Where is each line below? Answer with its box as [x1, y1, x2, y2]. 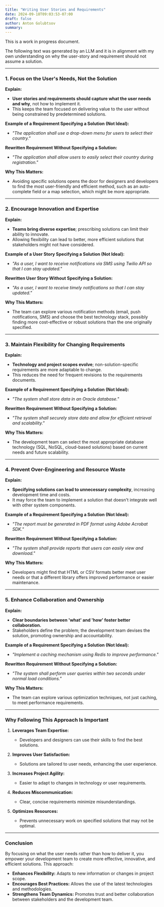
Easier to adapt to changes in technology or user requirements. [19, 780, 146, 786]
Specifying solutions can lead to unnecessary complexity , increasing [12, 486, 155, 493]
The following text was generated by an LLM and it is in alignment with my [5, 48, 154, 54]
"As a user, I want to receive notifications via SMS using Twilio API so [12, 261, 152, 266]
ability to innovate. [12, 231, 50, 237]
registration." [12, 160, 39, 165]
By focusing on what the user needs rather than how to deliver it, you [5, 851, 144, 857]
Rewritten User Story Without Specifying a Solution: [5, 275, 113, 281]
